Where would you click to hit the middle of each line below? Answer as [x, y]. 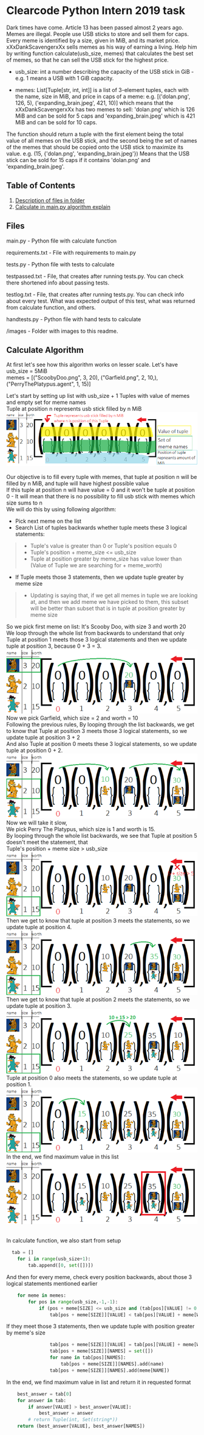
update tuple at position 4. [39, 927]
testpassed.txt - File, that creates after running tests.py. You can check [95, 276]
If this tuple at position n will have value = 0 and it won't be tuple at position [101, 490]
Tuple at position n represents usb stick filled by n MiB [74, 409]
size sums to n [24, 503]
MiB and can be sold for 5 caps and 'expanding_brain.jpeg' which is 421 [105, 116]
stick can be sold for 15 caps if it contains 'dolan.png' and [78, 160]
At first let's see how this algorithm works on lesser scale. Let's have [92, 365]
